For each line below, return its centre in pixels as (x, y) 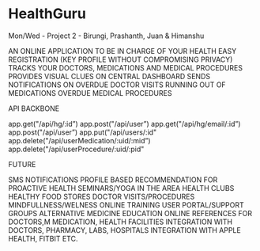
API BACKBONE (34, 108)
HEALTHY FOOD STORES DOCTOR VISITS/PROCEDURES (102, 196)
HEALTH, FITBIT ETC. (43, 238)
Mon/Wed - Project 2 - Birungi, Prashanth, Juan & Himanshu (106, 36)
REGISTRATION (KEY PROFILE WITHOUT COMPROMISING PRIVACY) (121, 59)
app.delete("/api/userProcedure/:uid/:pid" (76, 149)
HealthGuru (47, 14)
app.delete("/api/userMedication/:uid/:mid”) (80, 140)
